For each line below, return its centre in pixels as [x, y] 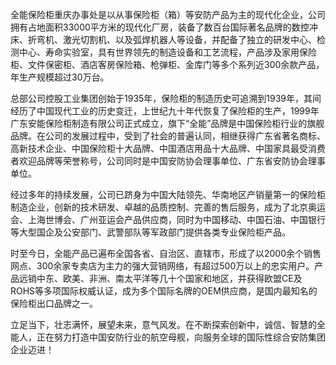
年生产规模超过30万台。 [60, 77]
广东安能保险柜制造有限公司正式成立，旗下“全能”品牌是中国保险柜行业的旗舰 [167, 123]
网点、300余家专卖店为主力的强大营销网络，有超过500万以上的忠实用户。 [162, 266]
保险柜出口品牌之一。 [54, 303]
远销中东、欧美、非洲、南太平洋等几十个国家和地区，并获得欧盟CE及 [160, 278]
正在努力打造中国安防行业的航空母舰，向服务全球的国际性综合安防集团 [181, 337]
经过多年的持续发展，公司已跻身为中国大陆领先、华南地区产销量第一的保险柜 [168, 194]
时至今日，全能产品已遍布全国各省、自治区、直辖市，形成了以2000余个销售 [166, 253]
